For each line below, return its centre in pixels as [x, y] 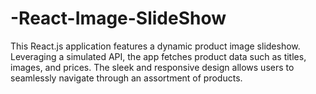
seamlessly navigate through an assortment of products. [126, 78]
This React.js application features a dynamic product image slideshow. [155, 46]
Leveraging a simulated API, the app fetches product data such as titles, [158, 56]
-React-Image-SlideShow [118, 18]
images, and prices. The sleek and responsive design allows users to [152, 67]
